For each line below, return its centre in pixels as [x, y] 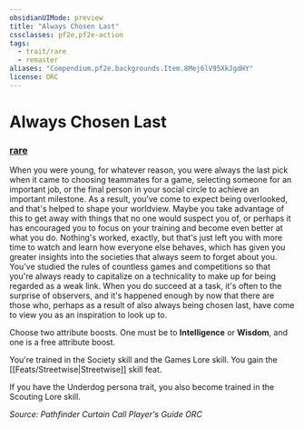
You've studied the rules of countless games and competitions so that [140, 267]
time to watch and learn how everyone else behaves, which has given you [147, 247]
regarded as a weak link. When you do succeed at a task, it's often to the [146, 286]
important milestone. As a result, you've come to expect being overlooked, [149, 199]
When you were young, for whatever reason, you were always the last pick [149, 170]
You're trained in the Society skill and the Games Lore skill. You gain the [144, 360]
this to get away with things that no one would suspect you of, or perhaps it [150, 218]
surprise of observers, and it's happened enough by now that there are [142, 295]
